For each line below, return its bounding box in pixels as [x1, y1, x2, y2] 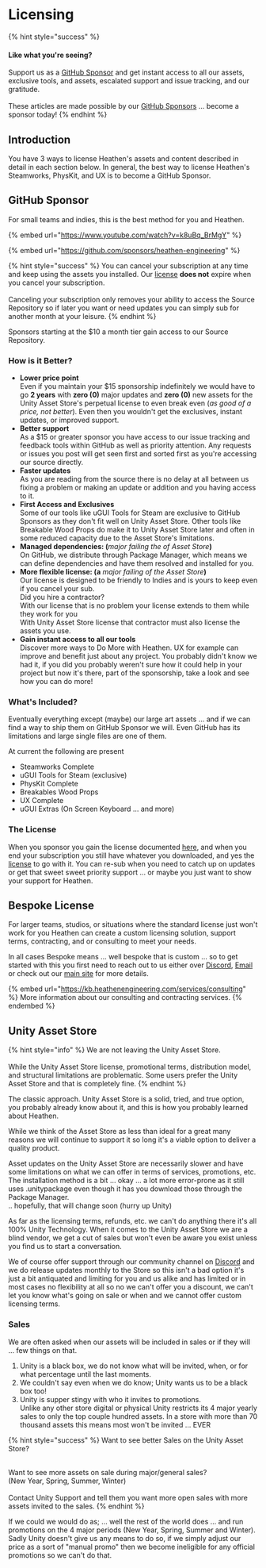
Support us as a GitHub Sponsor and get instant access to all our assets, [8, 67, 245, 77]
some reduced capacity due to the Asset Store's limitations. [19, 533, 215, 543]
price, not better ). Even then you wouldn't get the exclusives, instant [19, 407, 243, 417]
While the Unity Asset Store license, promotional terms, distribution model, [8, 1062, 252, 1072]
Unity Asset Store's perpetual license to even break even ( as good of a [19, 398, 252, 408]
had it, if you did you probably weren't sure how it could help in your [19, 660, 243, 670]
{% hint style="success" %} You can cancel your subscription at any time [8, 260, 249, 271]
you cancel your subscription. [8, 278, 105, 287]
